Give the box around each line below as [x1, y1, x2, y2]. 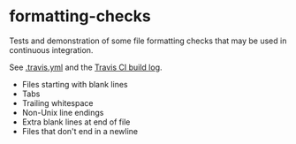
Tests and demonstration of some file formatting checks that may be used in [9, 35, 287, 46]
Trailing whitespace [21, 97, 94, 108]
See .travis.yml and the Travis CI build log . [9, 62, 163, 72]
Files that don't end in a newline [21, 125, 139, 136]
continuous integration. [9, 44, 94, 55]
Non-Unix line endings [21, 107, 104, 117]
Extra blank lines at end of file [21, 117, 131, 127]
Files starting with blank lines [21, 79, 128, 89]
